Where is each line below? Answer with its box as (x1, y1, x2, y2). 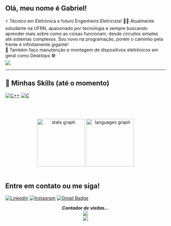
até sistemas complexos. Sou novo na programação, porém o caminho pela (5, 36, 163, 42)
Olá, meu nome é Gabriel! (5, 4, 88, 13)
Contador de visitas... (62, 205, 109, 211)
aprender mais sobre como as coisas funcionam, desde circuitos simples (5, 30, 159, 37)
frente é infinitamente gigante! (5, 41, 69, 47)
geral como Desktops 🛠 (5, 52, 56, 58)
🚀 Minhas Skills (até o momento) (5, 79, 109, 88)
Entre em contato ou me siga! (5, 182, 100, 190)
